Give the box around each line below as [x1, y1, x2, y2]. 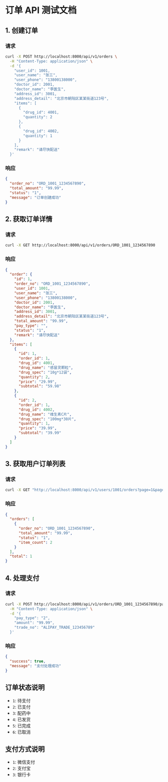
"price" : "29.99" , [18, 379, 57, 384]
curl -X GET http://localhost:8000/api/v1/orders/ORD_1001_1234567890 [5, 243, 155, 248]
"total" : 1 [9, 554, 32, 559]
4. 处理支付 [5, 573, 39, 582]
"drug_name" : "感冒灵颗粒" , [18, 365, 73, 370]
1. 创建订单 [5, 26, 38, 35]
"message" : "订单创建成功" [9, 195, 61, 200]
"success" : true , [9, 659, 46, 664]
